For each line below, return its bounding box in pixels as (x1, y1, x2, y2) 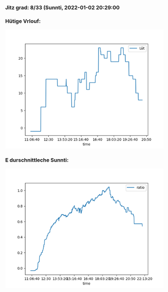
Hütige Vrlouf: (5, 17, 41, 24)
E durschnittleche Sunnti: (5, 157, 69, 164)
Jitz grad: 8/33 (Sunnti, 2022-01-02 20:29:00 (5, 4, 120, 11)
